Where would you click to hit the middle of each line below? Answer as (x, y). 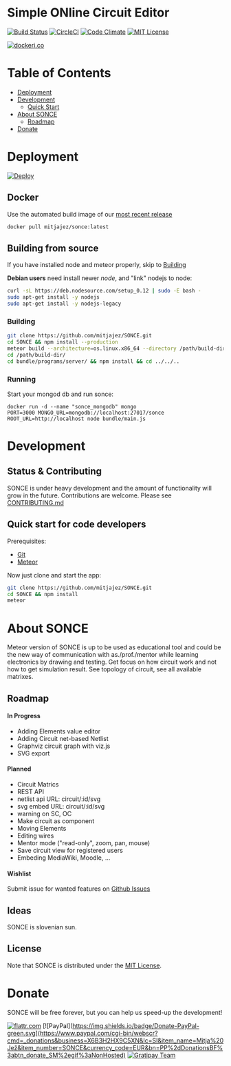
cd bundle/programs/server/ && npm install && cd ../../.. (93, 361)
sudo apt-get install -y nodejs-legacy (64, 304)
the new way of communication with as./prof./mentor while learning (103, 655)
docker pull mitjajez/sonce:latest (58, 227)
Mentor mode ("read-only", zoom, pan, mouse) (84, 843)
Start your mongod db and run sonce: (60, 394)
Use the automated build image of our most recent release (90, 214)
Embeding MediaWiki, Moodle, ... (64, 858)
